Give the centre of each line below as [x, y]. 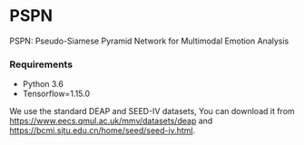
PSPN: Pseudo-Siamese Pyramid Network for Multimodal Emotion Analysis [149, 41]
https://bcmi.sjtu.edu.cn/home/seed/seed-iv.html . [103, 130]
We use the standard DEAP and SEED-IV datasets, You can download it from [152, 111]
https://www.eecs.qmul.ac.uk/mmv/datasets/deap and [111, 121]
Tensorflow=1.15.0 [56, 94]
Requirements [41, 64]
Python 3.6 [43, 84]
